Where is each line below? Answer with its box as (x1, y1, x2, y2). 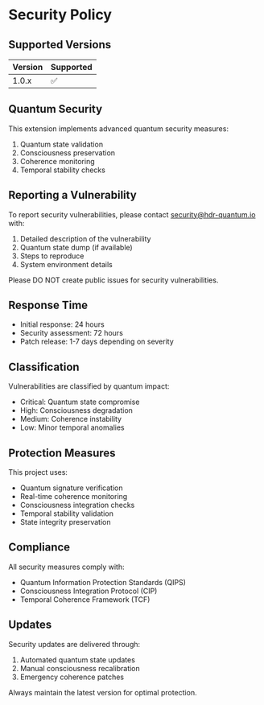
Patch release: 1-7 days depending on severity (19, 336, 175, 347)
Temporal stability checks (19, 165, 106, 175)
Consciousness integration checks (19, 501, 135, 510)
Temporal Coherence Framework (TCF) (19, 594, 151, 604)
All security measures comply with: (8, 562, 125, 571)
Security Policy (8, 6, 113, 24)
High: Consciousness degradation (19, 406, 133, 415)
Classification (8, 360, 80, 373)
